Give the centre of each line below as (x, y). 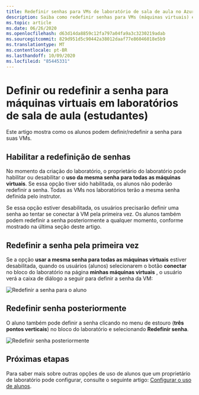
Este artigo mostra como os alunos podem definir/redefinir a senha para (94, 132)
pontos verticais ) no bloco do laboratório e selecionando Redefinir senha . (97, 329)
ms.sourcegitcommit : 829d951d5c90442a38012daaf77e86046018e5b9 (86, 39)
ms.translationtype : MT (36, 45)
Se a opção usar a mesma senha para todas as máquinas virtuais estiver (97, 260)
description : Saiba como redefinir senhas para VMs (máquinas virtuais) (98, 17)
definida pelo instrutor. (34, 197)
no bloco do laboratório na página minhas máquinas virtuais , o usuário (94, 272)
